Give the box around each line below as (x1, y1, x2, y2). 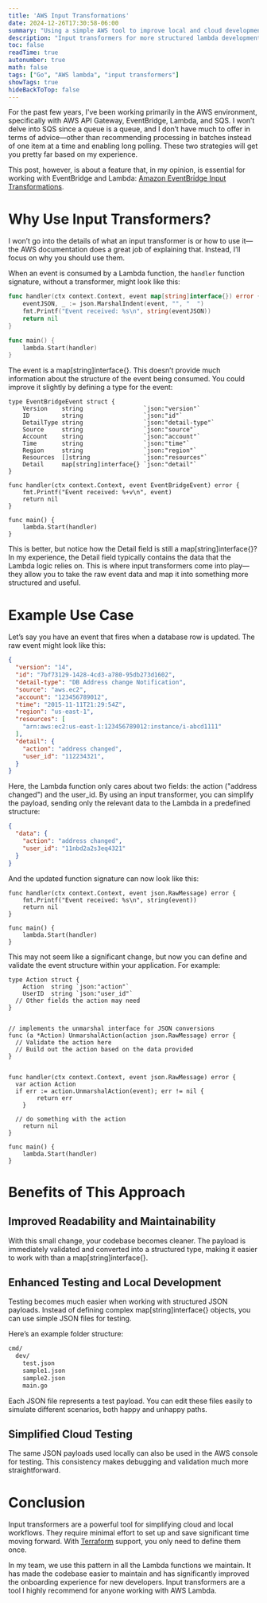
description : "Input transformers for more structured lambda (8, 33, 219, 42)
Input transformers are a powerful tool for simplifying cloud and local (8, 1519, 234, 1529)
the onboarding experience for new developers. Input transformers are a (8, 1578, 246, 1587)
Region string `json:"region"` (22, 447, 197, 454)
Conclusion (8, 1493, 86, 1511)
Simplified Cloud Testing (8, 1427, 133, 1441)
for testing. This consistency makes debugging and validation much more (8, 1457, 249, 1467)
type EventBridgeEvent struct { (8, 398, 115, 406)
